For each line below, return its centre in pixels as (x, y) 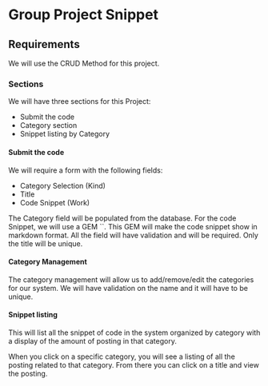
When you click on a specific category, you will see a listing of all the (122, 356)
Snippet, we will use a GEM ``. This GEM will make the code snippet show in (133, 226)
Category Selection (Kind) (63, 185)
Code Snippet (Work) (55, 202)
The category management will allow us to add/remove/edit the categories (131, 279)
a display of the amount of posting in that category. (93, 340)
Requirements (44, 44)
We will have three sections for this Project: (80, 101)
